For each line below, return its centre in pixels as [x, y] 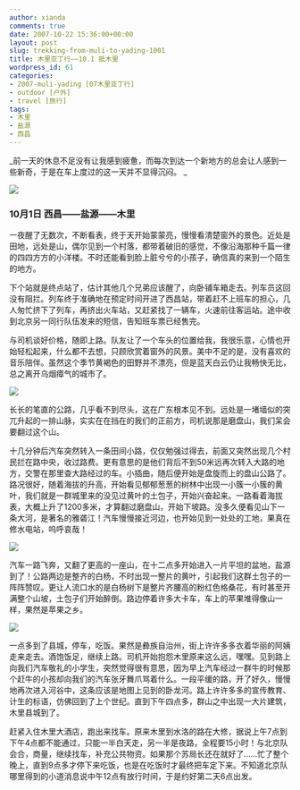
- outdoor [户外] [40, 92]
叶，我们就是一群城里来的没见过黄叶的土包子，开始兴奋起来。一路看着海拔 [146, 496]
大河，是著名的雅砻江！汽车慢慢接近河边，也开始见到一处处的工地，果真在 [154, 518]
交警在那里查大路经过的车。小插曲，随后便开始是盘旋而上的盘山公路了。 [158, 473]
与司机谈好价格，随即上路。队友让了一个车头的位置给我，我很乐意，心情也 [146, 340]
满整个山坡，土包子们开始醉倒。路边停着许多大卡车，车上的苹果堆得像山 [142, 599]
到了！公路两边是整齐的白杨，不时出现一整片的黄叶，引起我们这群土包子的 [146, 576]
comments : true [37, 26]
